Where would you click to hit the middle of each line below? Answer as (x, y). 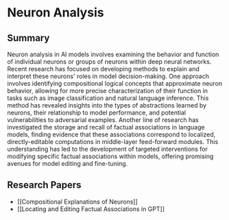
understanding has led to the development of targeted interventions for (107, 149)
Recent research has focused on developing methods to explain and (104, 69)
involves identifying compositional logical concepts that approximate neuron (115, 83)
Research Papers (44, 185)
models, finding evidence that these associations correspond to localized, (111, 134)
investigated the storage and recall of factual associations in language (106, 127)
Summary (28, 38)
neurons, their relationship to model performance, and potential (97, 112)
